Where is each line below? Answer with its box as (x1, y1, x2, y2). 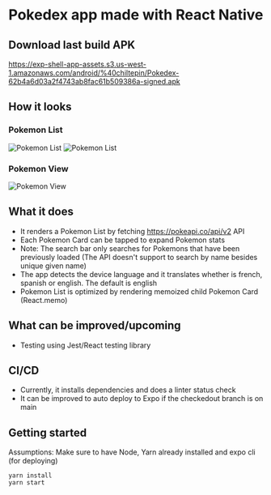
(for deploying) (8, 456, 58, 466)
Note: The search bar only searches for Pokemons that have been (19, 243, 240, 253)
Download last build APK (8, 38, 136, 52)
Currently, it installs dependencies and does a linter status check (19, 385, 236, 395)
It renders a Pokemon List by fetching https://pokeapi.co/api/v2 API (19, 226, 245, 236)
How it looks (8, 100, 72, 114)
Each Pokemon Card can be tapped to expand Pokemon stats (19, 235, 225, 245)
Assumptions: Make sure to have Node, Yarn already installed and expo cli (8, 447, 256, 457)
